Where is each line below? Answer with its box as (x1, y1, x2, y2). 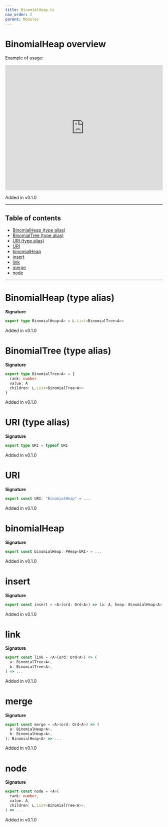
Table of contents (5, 214, 61, 222)
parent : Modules (5, 17, 39, 22)
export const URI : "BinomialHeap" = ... (5, 496, 91, 501)
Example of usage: (5, 55, 44, 61)
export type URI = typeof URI (5, 443, 68, 448)
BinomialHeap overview (5, 38, 106, 50)
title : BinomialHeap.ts (5, 7, 55, 13)
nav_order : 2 (5, 12, 32, 17)
